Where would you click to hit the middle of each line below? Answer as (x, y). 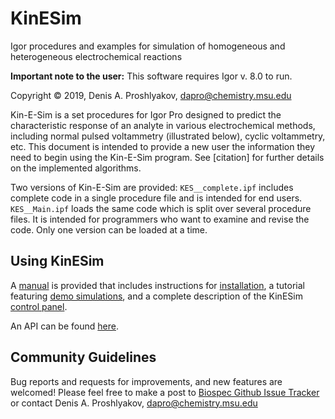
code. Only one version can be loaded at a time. (109, 229)
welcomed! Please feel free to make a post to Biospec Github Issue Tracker (165, 392)
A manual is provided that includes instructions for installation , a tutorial (157, 285)
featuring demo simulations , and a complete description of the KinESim (156, 296)
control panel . (39, 306)
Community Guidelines (83, 357)
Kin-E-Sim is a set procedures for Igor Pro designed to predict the (146, 114)
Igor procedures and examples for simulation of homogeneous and (148, 46)
